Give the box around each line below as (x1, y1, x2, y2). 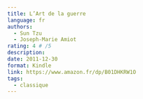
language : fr (7, 17, 46, 24)
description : (7, 49, 46, 56)
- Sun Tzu (13, 29, 42, 37)
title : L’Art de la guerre (7, 10, 86, 17)
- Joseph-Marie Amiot (13, 36, 77, 43)
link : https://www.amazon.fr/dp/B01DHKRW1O (7, 68, 137, 75)
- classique (13, 82, 49, 89)
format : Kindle (7, 62, 52, 69)
